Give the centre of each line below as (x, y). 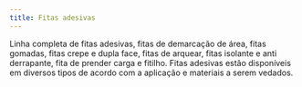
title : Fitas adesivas (52, 18)
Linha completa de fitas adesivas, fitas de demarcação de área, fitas (138, 43)
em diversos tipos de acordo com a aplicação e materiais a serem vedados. (151, 72)
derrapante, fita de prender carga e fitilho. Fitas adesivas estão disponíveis (151, 63)
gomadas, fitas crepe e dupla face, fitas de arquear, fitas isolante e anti (143, 53)
